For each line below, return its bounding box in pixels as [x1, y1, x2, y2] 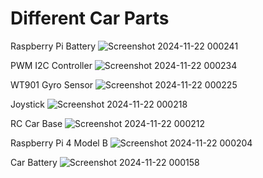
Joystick [10, 98, 46, 110]
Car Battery [10, 156, 58, 168]
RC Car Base [10, 117, 63, 129]
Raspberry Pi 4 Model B [10, 137, 108, 149]
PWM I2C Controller [10, 59, 93, 71]
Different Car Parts [10, 7, 170, 30]
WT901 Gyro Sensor [10, 78, 94, 91]
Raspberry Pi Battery [10, 40, 97, 52]
